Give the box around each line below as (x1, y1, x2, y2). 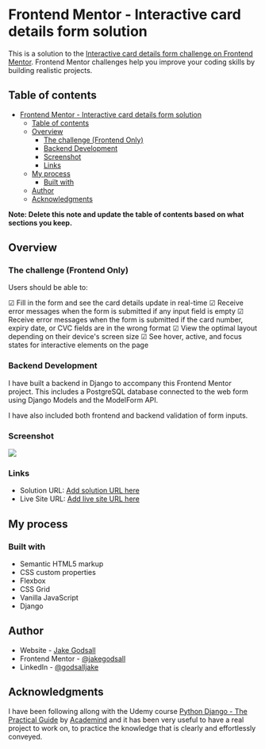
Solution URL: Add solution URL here (19, 486, 140, 496)
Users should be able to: (8, 283, 89, 292)
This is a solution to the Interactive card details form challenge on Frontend (8, 48, 254, 58)
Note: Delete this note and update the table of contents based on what (8, 209, 244, 219)
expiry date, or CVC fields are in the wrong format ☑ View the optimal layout (8, 323, 258, 333)
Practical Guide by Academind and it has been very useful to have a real (8, 715, 244, 724)
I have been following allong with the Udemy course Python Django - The (8, 706, 248, 716)
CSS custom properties (19, 568, 97, 577)
